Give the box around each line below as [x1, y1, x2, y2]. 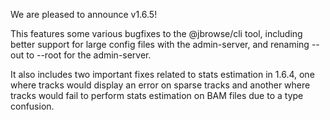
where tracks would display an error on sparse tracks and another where [10, 79, 311, 91]
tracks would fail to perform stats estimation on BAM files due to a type [10, 90, 304, 101]
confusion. [10, 100, 55, 112]
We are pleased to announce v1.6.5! [10, 9, 158, 20]
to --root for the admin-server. [26, 49, 152, 61]
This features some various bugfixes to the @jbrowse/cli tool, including [10, 28, 303, 39]
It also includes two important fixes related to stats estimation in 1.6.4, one [10, 69, 315, 80]
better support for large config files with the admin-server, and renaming [10, 39, 310, 50]
